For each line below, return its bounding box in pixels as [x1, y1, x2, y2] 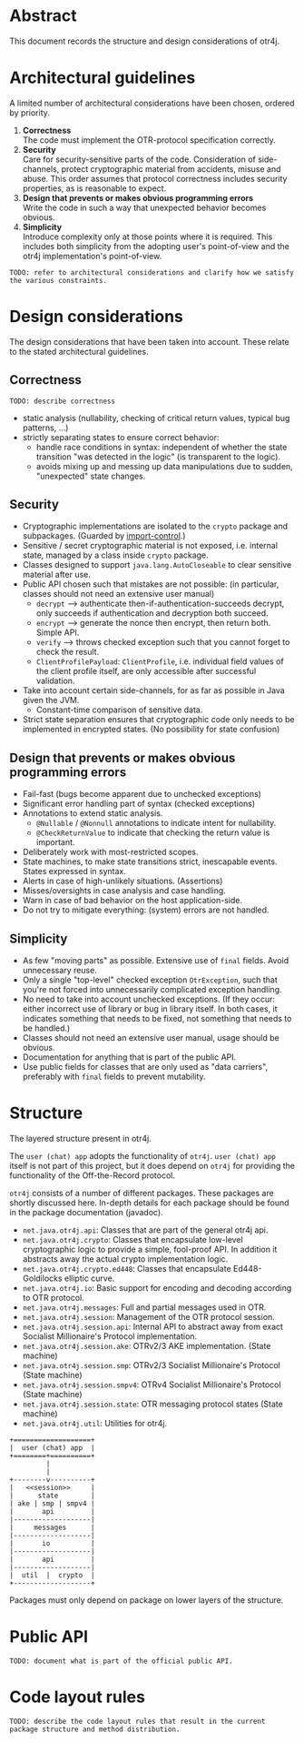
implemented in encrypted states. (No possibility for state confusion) [22, 724, 280, 735]
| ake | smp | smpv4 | [9, 1499, 95, 1508]
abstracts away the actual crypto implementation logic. [22, 1254, 229, 1264]
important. [35, 837, 75, 848]
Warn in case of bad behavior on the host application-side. [22, 895, 243, 906]
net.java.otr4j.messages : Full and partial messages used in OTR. [22, 1302, 267, 1313]
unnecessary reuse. [22, 965, 97, 976]
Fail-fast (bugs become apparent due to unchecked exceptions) [22, 789, 261, 800]
